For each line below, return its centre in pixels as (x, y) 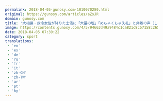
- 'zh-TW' (17, 77)
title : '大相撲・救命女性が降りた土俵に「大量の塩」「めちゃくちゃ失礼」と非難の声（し (81, 23)
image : (12, 28)
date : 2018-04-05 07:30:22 (32, 32)
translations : (19, 41)
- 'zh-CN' (17, 73)
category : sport (21, 37)
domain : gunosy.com (25, 18)
